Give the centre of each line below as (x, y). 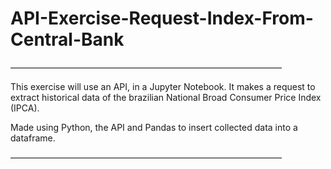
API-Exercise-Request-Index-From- (162, 18)
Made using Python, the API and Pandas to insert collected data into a (154, 127)
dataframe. (33, 138)
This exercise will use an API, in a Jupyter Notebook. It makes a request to (163, 86)
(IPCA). (25, 108)
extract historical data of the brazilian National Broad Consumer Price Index (166, 97)
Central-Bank (67, 39)
